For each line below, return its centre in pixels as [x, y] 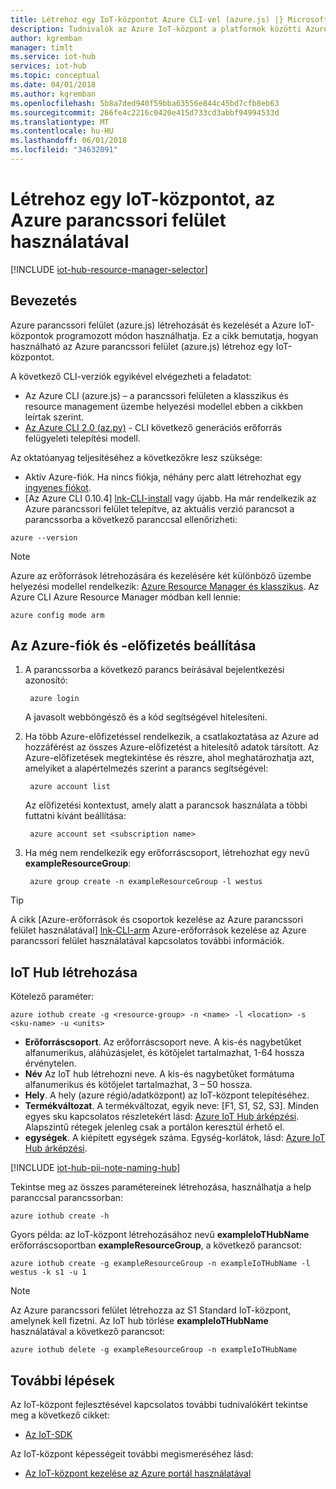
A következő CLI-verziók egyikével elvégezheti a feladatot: [131, 376]
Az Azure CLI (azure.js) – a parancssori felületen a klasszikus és [156, 395]
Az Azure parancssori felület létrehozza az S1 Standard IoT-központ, [151, 1310]
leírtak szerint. [54, 417]
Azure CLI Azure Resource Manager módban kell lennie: [126, 597]
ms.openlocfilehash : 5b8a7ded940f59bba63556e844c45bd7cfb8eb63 [145, 103]
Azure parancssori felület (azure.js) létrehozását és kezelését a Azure [153, 325]
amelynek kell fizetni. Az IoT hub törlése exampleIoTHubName [139, 1321]
